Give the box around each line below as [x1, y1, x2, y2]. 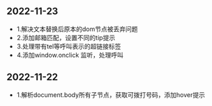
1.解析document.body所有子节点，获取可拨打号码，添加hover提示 [16, 90, 205, 99]
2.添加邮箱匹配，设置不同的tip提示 [16, 33, 116, 42]
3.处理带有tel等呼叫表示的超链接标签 [16, 42, 121, 51]
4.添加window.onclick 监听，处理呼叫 [16, 51, 123, 59]
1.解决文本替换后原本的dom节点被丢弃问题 [16, 24, 138, 33]
